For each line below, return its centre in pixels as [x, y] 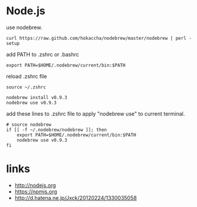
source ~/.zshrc [26, 87]
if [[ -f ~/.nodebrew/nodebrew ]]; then [57, 130]
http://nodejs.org [35, 185]
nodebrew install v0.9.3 [37, 97]
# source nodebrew [29, 125]
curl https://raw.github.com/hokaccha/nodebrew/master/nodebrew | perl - [99, 38]
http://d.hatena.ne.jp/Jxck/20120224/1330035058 [76, 198]
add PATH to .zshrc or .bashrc [43, 54]
